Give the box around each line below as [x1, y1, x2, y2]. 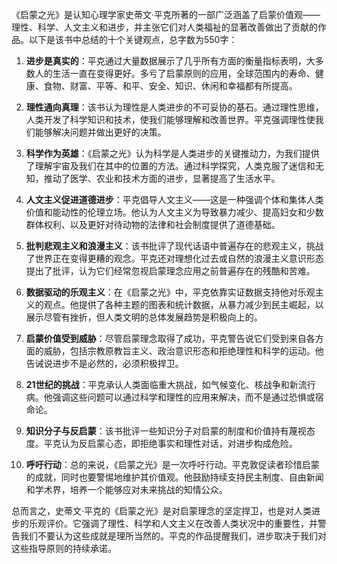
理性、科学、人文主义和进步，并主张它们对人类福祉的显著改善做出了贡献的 [11, 21, 318, 33]
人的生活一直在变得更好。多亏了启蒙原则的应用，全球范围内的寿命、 [34, 68, 316, 79]
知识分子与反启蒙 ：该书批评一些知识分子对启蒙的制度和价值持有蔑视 [25, 425, 307, 437]
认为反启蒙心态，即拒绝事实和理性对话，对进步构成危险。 [60, 438, 298, 449]
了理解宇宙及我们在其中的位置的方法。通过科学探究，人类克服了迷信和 [25, 160, 316, 172]
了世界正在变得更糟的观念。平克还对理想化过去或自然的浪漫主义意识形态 [25, 253, 324, 264]
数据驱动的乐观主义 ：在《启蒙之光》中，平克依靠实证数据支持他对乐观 [25, 286, 316, 298]
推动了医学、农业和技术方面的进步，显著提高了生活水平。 [43, 173, 281, 184]
